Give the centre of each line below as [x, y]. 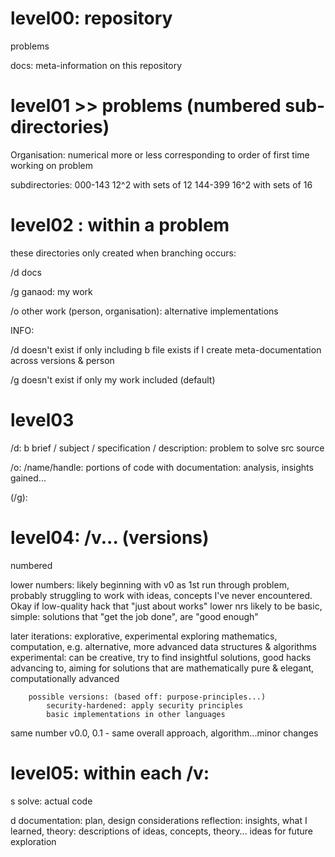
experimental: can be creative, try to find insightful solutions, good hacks [161, 657]
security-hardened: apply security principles [145, 705]
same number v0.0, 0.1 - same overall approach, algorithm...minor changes [164, 733]
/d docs [26, 272]
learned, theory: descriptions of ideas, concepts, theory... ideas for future [161, 831]
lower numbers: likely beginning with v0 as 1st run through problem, [150, 584]
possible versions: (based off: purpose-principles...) [147, 697]
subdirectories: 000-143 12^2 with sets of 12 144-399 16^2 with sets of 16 [161, 184]
